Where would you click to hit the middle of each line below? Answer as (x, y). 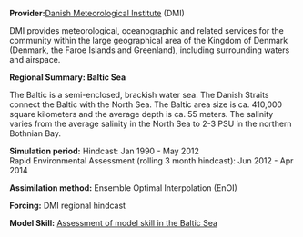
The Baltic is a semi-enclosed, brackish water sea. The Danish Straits (140, 95)
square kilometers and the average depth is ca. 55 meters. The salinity (141, 114)
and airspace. (35, 59)
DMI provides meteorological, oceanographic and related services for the (146, 30)
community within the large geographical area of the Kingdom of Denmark (149, 40)
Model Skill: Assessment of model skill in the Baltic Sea (114, 223)
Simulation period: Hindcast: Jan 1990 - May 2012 (105, 151)
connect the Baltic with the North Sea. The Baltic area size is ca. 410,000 (146, 104)
